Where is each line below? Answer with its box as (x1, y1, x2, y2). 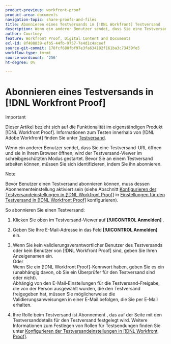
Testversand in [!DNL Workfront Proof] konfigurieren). (5, 197, 119, 203)
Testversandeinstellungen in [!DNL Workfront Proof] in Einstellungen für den (5, 192, 165, 198)
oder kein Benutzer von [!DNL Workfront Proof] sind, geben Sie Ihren (12, 247, 157, 254)
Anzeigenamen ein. (12, 253, 53, 259)
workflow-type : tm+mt (5, 50, 51, 55)
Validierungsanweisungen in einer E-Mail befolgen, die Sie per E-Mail (12, 296, 158, 303)
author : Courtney (5, 31, 42, 36)
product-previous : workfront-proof (5, 7, 81, 13)
